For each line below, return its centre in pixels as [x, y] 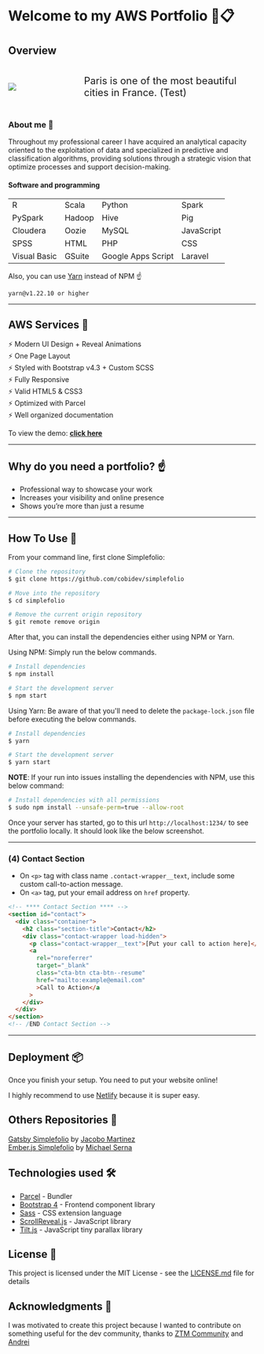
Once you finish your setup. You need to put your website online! [113, 1080]
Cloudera [29, 230]
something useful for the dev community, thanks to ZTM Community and [126, 1334]
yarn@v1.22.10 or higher [49, 293]
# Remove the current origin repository [75, 615]
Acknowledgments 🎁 [60, 1306]
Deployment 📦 [46, 1057]
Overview [33, 50]
